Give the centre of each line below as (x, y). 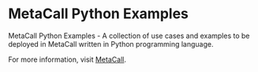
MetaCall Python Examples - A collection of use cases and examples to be (129, 36)
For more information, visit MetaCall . (67, 59)
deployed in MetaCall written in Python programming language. (111, 44)
